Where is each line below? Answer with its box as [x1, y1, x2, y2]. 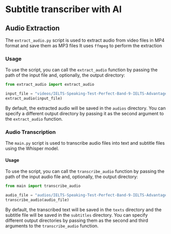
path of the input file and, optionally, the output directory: [5, 72, 126, 78]
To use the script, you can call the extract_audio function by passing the [5, 67, 158, 73]
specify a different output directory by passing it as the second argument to [5, 110, 164, 116]
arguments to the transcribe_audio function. [5, 223, 99, 229]
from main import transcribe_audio [5, 184, 81, 189]
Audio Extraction [5, 24, 60, 32]
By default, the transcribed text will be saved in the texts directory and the [5, 207, 162, 213]
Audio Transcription [5, 128, 56, 136]
